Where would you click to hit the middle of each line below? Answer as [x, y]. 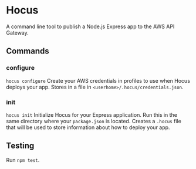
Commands [28, 51]
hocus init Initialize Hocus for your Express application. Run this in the [92, 114]
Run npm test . [23, 160]
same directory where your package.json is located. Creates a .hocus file [94, 121]
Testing [20, 146]
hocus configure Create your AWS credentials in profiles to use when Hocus [98, 80]
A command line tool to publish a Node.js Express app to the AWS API [90, 26]
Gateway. [18, 32]
